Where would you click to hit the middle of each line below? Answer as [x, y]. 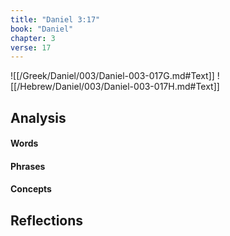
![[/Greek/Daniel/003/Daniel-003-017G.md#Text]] [112, 76]
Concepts [31, 189]
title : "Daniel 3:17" [55, 19]
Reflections [47, 220]
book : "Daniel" [42, 29]
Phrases [28, 166]
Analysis [38, 117]
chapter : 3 [33, 38]
